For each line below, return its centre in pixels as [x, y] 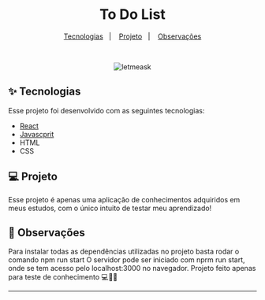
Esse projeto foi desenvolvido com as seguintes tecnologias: [106, 110]
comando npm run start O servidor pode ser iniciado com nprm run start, [127, 260]
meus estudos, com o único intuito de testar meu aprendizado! [110, 208]
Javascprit [37, 134]
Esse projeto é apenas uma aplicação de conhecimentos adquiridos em [124, 199]
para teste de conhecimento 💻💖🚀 [63, 277]
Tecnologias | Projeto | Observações [132, 36]
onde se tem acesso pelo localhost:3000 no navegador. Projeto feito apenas [132, 269]
